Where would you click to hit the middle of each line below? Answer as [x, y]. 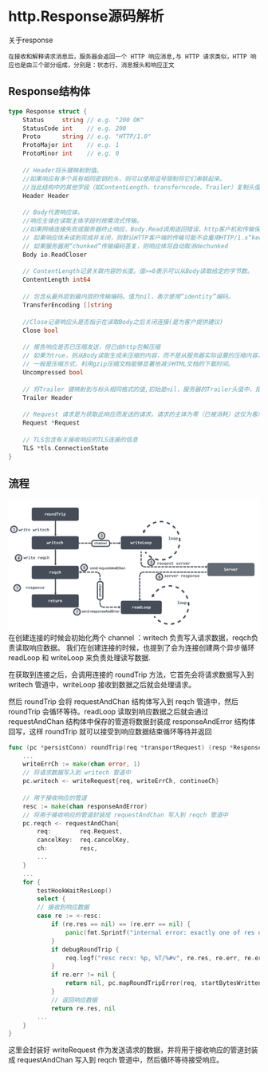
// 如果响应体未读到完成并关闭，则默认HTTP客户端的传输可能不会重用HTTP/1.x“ [138, 237]
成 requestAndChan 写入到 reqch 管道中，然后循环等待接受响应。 [116, 1060]
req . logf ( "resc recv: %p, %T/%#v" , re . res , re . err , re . [160, 958]
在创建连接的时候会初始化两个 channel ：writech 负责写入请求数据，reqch [130, 637]
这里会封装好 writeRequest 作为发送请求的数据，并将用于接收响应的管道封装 [133, 1050]
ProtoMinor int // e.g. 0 [71, 154]
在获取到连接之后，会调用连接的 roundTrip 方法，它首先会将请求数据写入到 [131, 674]
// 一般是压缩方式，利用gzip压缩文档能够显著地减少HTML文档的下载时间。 [128, 364]
